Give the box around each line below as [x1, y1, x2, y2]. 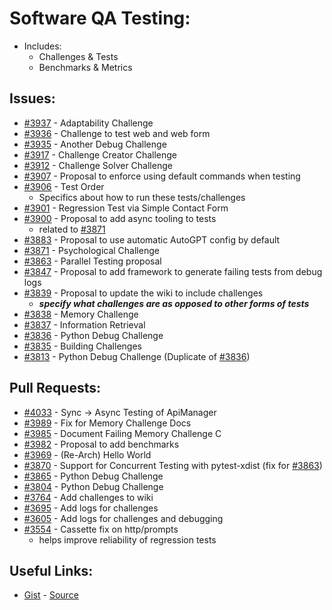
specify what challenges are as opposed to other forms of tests [38, 297, 310, 309]
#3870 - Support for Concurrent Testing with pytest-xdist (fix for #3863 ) [23, 459, 323, 471]
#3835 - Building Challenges [23, 340, 142, 352]
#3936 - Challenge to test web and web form [23, 127, 211, 139]
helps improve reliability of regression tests [38, 533, 217, 546]
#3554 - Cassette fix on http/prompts [23, 523, 179, 535]
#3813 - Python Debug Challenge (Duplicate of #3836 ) [23, 350, 251, 362]
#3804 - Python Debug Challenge [23, 480, 164, 492]
